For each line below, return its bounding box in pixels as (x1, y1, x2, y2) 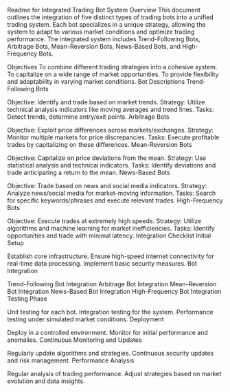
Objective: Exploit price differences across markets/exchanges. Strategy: (7, 126, 214, 134)
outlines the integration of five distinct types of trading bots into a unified (7, 13, 214, 21)
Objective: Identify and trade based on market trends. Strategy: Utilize (7, 98, 205, 106)
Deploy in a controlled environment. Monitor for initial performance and (7, 329, 208, 336)
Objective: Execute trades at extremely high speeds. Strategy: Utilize (7, 217, 201, 225)
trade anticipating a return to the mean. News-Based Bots (7, 168, 170, 176)
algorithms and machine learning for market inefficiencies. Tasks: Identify (7, 224, 215, 232)
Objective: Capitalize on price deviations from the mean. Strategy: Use (7, 154, 207, 162)
